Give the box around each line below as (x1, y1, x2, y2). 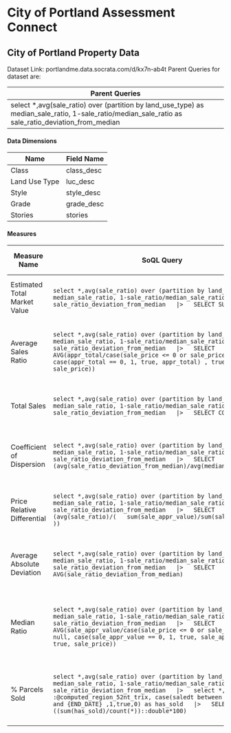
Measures (7, 229, 36, 238)
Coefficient (10, 442, 47, 452)
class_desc (66, 166, 102, 175)
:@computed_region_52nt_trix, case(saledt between (52, 693, 222, 701)
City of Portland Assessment (7, 5, 175, 21)
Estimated (10, 280, 43, 289)
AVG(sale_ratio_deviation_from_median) (52, 571, 184, 578)
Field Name (66, 154, 104, 164)
